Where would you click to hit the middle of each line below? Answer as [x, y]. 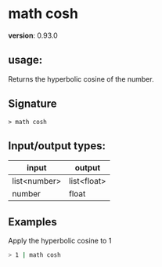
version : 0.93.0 [33, 35]
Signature [32, 104]
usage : [25, 60]
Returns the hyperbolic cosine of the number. [81, 79]
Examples [32, 222]
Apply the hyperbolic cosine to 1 [60, 241]
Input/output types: [57, 146]
